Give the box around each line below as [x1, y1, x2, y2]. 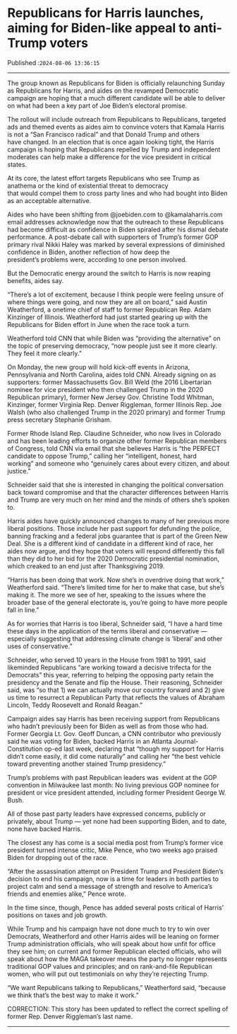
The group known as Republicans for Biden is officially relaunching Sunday [7, 79, 226, 87]
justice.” [7, 466, 31, 475]
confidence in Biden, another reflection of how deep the [7, 248, 171, 256]
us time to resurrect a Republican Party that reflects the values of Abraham [7, 693, 225, 701]
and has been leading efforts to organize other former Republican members [7, 437, 227, 445]
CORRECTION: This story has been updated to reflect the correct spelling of [7, 1004, 229, 1013]
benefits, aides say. [7, 276, 64, 285]
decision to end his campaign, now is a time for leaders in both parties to [7, 874, 219, 883]
